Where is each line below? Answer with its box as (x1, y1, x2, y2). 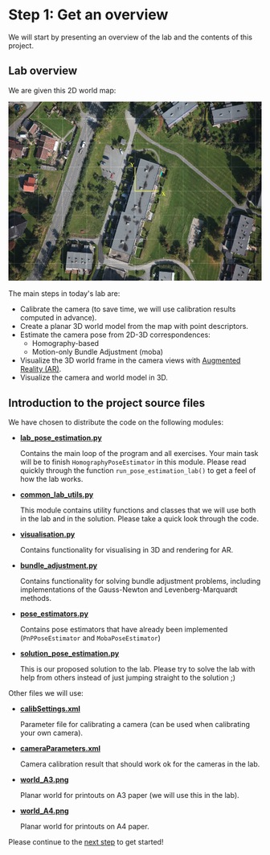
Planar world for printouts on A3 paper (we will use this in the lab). (19, 791, 239, 800)
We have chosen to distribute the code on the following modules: (8, 417, 223, 427)
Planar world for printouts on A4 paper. (19, 822, 150, 832)
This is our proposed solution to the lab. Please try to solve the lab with (19, 664, 256, 674)
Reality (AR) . (19, 364, 62, 374)
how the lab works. (19, 475, 84, 484)
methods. (19, 594, 52, 603)
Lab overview (8, 64, 78, 78)
